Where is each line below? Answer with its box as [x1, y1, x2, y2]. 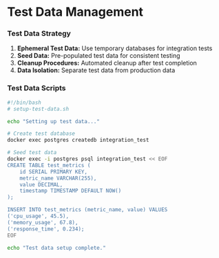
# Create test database [7, 130, 76, 138]
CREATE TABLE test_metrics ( [7, 162, 91, 169]
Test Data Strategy [7, 29, 71, 39]
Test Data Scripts [7, 83, 67, 93]
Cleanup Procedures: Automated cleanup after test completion [17, 59, 198, 67]
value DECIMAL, [19, 181, 63, 188]
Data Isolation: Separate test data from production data [17, 66, 176, 74]
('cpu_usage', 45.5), [7, 213, 70, 220]
